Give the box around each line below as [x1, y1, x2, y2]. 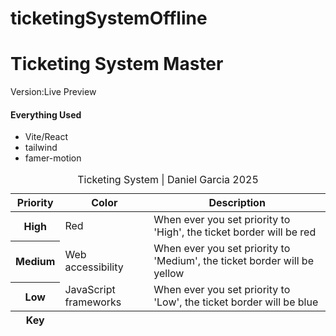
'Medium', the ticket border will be [153, 254, 314, 268]
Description [208, 196, 266, 210]
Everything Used [10, 108, 82, 121]
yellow [153, 267, 185, 281]
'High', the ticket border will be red [153, 225, 317, 239]
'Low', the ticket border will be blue [153, 295, 319, 309]
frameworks [64, 295, 122, 309]
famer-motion [24, 152, 82, 164]
